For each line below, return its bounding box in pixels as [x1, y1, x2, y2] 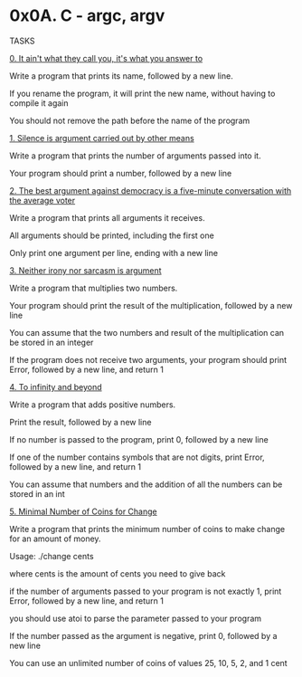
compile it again [9, 97, 69, 109]
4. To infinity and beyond [9, 381, 102, 392]
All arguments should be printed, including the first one [9, 230, 214, 241]
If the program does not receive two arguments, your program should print [9, 354, 288, 365]
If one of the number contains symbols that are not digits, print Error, [9, 452, 265, 462]
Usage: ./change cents [9, 550, 94, 561]
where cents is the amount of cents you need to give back [9, 567, 226, 579]
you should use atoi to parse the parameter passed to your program [9, 613, 262, 624]
